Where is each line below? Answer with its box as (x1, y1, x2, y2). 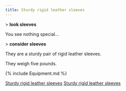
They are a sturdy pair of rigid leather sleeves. (5, 51, 102, 57)
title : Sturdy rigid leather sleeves (5, 7, 85, 13)
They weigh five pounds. (5, 60, 57, 66)
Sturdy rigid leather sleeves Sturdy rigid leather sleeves (5, 80, 121, 86)
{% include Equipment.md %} (5, 70, 67, 76)
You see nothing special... (5, 31, 59, 37)
